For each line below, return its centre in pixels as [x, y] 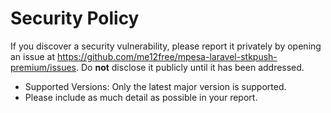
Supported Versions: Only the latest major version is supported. [155, 86]
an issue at [33, 56]
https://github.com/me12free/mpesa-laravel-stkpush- [167, 56]
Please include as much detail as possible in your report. [141, 97]
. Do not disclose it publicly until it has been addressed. [190, 67]
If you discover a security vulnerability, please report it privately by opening [166, 46]
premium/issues [43, 67]
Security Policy [75, 18]
